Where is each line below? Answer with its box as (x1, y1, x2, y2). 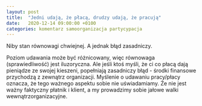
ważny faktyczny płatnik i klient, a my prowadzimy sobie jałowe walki (6, 86, 179, 94)
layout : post (6, 8, 39, 15)
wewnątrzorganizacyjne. (6, 93, 68, 100)
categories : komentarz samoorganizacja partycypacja (6, 25, 143, 32)
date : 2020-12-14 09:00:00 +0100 (6, 20, 96, 26)
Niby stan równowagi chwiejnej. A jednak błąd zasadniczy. (6, 42, 153, 50)
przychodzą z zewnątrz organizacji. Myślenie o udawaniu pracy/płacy (6, 73, 181, 81)
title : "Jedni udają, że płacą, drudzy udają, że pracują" (6, 15, 162, 21)
